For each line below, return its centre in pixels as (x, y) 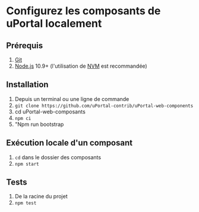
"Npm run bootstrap (39, 124)
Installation (27, 85)
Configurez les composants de (83, 11)
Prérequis (25, 45)
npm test (26, 203)
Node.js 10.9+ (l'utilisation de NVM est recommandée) (81, 66)
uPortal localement (54, 23)
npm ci (23, 118)
